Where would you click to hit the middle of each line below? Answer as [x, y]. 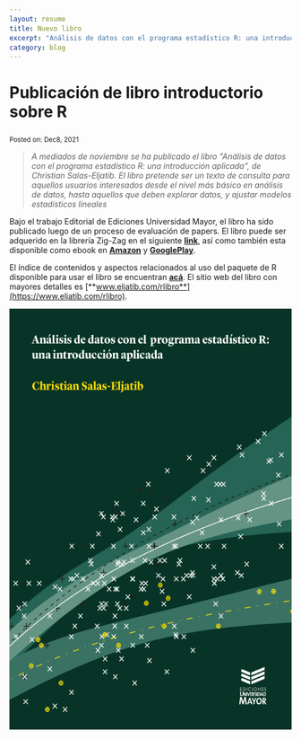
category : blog [38, 48]
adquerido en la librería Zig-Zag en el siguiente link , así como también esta [148, 240]
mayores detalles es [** [53, 286]
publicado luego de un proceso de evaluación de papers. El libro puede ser [148, 231]
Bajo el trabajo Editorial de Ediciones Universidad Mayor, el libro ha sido [142, 221]
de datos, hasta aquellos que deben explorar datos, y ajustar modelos [161, 194]
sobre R [38, 112]
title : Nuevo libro [46, 28]
